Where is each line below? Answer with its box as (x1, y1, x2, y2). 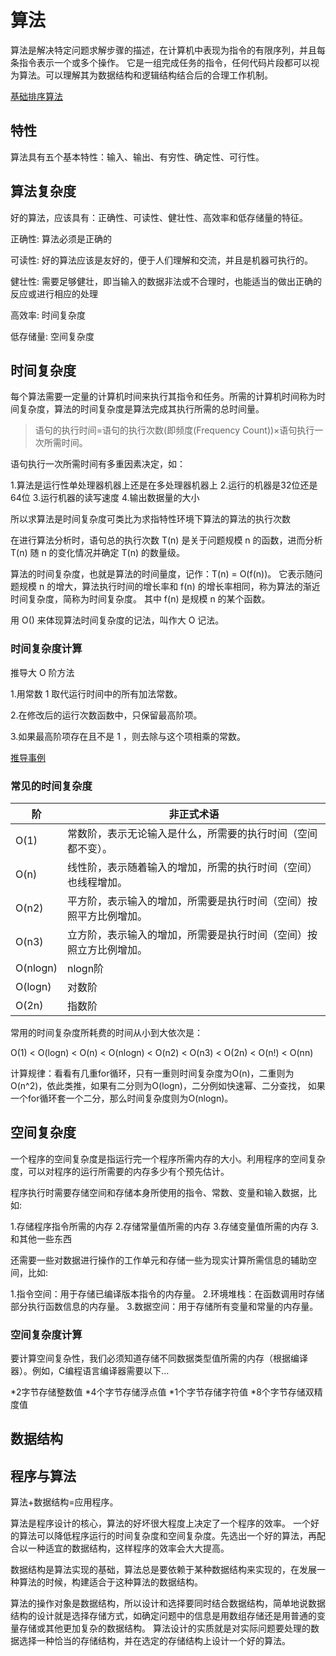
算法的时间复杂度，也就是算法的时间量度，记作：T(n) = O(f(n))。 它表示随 (10, 568, 315, 580)
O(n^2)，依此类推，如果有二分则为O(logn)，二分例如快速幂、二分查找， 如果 (10, 1079, 326, 1091)
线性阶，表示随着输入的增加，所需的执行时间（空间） (66, 860, 318, 874)
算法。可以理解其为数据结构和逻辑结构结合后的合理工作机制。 (18, 69, 273, 81)
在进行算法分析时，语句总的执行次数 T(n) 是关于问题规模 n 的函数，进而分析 (10, 534, 323, 546)
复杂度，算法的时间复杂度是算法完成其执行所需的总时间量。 (18, 403, 265, 415)
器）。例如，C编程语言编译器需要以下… (10, 1365, 170, 1377)
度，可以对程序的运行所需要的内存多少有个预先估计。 (10, 1165, 230, 1177)
